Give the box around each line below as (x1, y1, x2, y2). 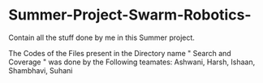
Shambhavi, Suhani (8, 65, 73, 75)
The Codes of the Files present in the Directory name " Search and (8, 48, 231, 58)
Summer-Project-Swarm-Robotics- (8, 6, 252, 24)
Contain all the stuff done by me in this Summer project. (8, 33, 195, 42)
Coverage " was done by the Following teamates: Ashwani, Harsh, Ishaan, (8, 57, 256, 67)
